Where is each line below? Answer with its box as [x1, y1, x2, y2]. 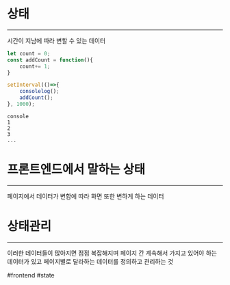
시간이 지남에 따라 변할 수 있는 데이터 [7, 36, 106, 44]
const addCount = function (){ [7, 56, 94, 64]
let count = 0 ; [7, 50, 51, 57]
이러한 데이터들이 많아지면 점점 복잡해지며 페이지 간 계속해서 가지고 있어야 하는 [7, 249, 218, 257]
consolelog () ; [19, 88, 60, 95]
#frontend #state [7, 271, 55, 279]
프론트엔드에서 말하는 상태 [7, 162, 146, 178]
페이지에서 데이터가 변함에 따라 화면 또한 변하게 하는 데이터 [7, 192, 164, 200]
